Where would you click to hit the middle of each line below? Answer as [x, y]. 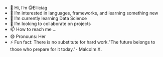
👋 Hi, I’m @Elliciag [29, 8]
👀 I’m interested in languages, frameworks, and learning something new [84, 13]
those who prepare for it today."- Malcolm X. [56, 49]
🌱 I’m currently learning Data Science [48, 18]
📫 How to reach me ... [33, 29]
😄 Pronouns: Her [28, 36]
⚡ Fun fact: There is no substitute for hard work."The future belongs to [83, 42]
